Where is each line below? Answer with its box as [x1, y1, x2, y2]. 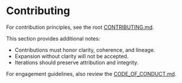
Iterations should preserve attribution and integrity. [14, 59, 139, 66]
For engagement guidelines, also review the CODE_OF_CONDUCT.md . [6, 70, 177, 77]
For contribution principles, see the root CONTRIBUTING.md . [6, 24, 154, 31]
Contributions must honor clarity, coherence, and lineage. [14, 46, 155, 54]
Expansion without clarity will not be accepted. [14, 52, 129, 59]
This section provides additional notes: [6, 35, 100, 42]
